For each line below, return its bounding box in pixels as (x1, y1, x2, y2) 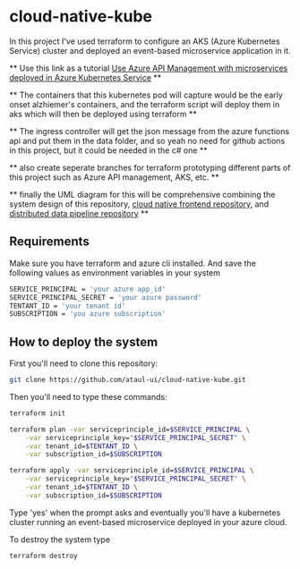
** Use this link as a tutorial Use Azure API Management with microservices (9, 63, 288, 73)
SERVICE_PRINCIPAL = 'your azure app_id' (9, 284, 167, 293)
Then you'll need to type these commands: (9, 391, 167, 402)
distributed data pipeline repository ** (9, 208, 150, 218)
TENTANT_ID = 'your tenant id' (9, 301, 126, 310)
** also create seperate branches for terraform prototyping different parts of (9, 162, 291, 173)
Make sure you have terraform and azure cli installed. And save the (9, 258, 257, 268)
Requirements (9, 234, 90, 250)
